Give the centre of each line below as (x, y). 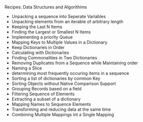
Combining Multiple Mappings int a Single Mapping (63, 114)
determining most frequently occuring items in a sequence (70, 73)
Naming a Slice (27, 68)
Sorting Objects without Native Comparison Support (64, 84)
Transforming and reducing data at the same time (61, 109)
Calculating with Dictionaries (40, 52)
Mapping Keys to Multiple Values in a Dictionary (59, 42)
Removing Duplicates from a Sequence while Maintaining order (75, 63)
